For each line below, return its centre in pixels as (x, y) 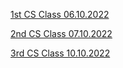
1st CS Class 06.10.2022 (60, 14)
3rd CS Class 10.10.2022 (60, 53)
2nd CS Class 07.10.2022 (61, 33)
